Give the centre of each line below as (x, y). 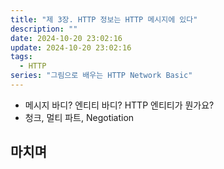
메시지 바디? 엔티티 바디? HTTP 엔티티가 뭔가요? (119, 105)
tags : (21, 57)
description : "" (44, 29)
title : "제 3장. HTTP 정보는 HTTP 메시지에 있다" (104, 19)
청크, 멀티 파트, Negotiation (79, 117)
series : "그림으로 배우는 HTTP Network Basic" (101, 76)
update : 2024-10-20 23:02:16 (71, 47)
